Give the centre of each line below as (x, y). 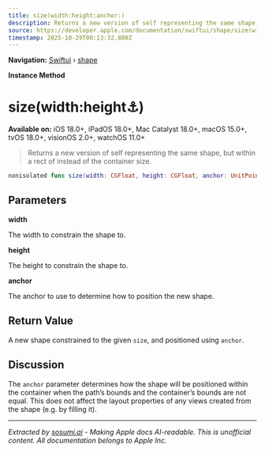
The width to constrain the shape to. (67, 235)
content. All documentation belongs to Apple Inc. (88, 440)
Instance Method (37, 75)
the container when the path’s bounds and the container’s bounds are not (127, 392)
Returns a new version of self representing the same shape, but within (142, 153)
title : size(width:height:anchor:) (67, 15)
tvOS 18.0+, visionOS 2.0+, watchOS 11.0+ (77, 138)
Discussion (36, 365)
